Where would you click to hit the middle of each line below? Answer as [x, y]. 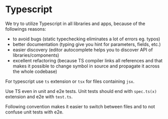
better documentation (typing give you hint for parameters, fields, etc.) [87, 44]
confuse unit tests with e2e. [34, 112]
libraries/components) [36, 55]
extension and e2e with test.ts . [39, 97]
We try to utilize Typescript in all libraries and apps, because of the [75, 23]
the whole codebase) [35, 71]
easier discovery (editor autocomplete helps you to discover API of [83, 50]
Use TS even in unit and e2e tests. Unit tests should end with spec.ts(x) [81, 91]
